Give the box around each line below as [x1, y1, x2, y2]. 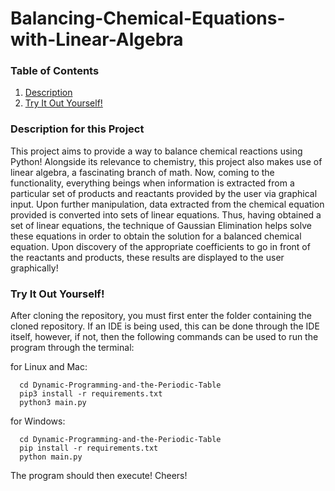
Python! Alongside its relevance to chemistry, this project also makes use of [10, 155, 323, 167]
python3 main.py [19, 398, 87, 408]
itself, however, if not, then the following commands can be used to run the [10, 331, 319, 343]
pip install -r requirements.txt [19, 443, 159, 454]
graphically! [10, 262, 59, 274]
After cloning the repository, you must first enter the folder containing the [10, 310, 313, 322]
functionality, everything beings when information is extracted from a [10, 177, 295, 189]
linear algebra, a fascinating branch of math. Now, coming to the [10, 166, 275, 178]
